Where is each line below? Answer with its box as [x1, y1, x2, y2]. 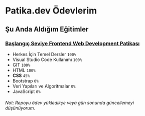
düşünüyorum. [5, 105, 35, 111]
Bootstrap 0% [12, 77, 39, 83]
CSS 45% [12, 72, 30, 78]
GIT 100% [12, 61, 31, 67]
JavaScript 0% [12, 88, 41, 94]
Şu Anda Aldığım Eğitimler [5, 25, 89, 33]
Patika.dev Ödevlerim [5, 5, 97, 16]
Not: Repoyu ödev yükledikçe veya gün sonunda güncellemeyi [5, 100, 134, 106]
